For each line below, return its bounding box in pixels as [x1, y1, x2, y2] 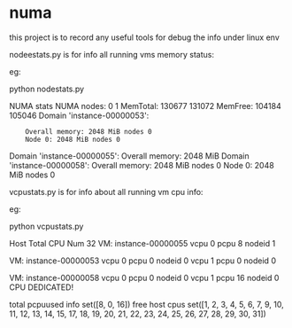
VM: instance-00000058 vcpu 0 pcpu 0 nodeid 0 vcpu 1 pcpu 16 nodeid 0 [9, 272, 280, 283]
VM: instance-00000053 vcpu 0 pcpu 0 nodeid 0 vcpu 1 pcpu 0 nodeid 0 [9, 255, 277, 266]
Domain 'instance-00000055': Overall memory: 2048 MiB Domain [9, 150, 250, 161]
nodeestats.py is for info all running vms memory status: [9, 49, 215, 59]
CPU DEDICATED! [9, 282, 73, 293]
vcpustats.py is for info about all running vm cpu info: [9, 186, 204, 197]
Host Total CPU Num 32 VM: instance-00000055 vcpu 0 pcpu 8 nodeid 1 [9, 238, 276, 248]
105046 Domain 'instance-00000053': [9, 110, 150, 121]
